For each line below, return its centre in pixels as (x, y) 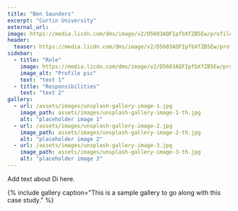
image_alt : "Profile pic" (58, 73)
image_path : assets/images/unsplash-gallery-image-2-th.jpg (110, 132)
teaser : (25, 47)
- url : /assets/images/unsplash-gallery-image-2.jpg (93, 126)
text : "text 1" (42, 80)
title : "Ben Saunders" (41, 14)
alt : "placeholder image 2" (61, 139)
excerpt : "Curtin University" (52, 21)
